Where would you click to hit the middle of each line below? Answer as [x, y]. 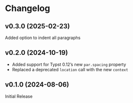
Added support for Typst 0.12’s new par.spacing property [69, 64]
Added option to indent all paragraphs [43, 38]
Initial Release [19, 96]
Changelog [28, 8]
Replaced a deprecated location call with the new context [70, 69]
